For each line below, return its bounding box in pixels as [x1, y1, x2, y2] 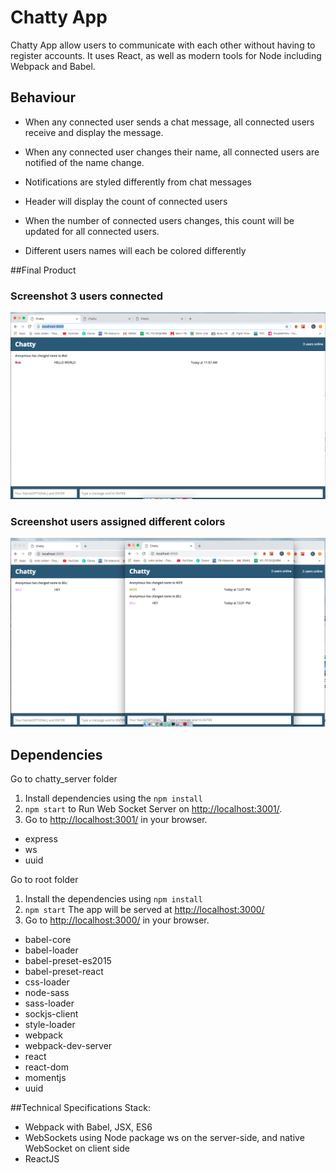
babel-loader [24, 944, 79, 956]
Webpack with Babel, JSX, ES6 [24, 1121, 153, 1133]
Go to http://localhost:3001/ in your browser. [24, 814, 208, 826]
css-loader [24, 976, 70, 988]
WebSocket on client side [24, 1142, 130, 1155]
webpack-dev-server [24, 1040, 113, 1052]
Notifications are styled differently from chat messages [24, 176, 253, 188]
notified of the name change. [24, 156, 145, 168]
